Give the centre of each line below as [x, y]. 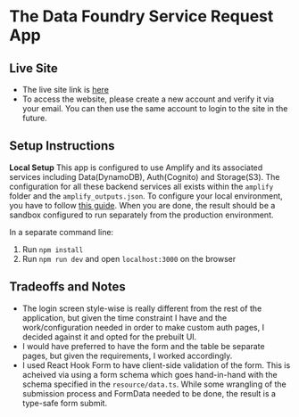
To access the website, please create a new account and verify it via [148, 99]
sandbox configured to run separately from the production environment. [141, 215]
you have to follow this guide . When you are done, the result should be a [142, 205]
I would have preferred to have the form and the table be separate [143, 346]
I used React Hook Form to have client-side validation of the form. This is [156, 365]
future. [34, 118]
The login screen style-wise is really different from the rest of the [142, 308]
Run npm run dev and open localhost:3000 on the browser [129, 258]
